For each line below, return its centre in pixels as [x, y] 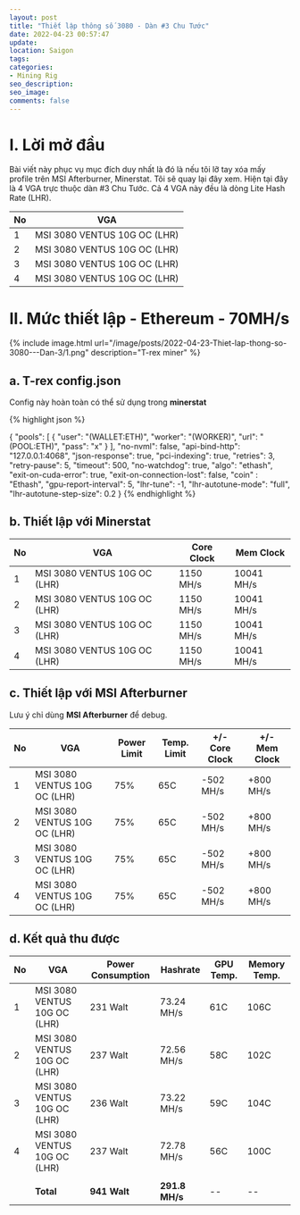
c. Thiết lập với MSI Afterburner [98, 693]
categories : [31, 68]
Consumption [120, 975]
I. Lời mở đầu [57, 145]
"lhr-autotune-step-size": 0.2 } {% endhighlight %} [103, 494]
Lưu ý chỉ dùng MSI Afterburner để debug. [88, 715]
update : [24, 42]
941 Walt [109, 1191]
